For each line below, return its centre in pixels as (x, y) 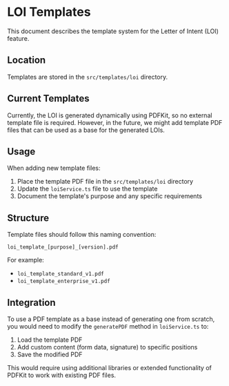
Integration (32, 302)
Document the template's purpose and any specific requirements (109, 196)
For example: (26, 260)
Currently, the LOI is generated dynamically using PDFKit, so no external (110, 115)
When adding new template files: (54, 168)
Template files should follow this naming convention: (82, 235)
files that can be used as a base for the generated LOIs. (86, 130)
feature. (18, 38)
